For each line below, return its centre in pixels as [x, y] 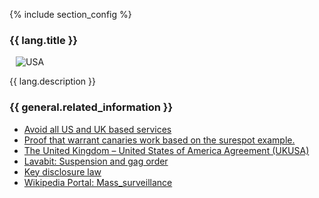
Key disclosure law [62, 171]
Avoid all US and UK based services [97, 129]
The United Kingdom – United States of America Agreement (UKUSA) [166, 150]
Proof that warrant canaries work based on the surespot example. [159, 140]
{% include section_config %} [70, 14]
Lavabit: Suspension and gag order [96, 161]
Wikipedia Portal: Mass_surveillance [98, 182]
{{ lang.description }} [53, 81]
